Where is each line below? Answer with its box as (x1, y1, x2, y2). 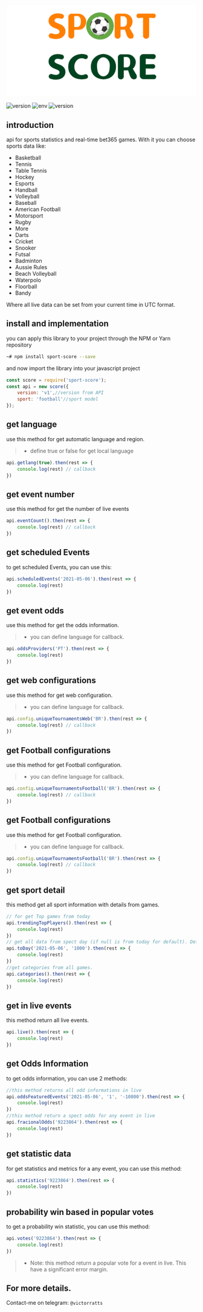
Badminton (14, 257, 42, 265)
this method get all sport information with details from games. (6, 901, 160, 908)
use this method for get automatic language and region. (6, 435, 145, 442)
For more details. (6, 1283, 71, 1293)
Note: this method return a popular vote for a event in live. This (30, 1259, 187, 1267)
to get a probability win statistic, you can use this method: (6, 1223, 150, 1230)
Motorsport (14, 212, 43, 219)
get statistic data (6, 1149, 71, 1159)
